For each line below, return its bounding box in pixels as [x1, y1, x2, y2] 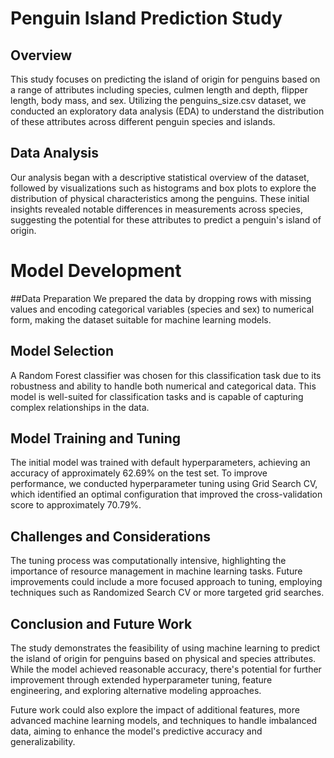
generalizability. [10, 736, 76, 747]
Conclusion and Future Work [10, 615, 193, 632]
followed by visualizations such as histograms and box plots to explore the [10, 182, 317, 194]
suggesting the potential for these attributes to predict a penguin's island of [10, 213, 322, 226]
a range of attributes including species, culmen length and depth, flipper [10, 84, 308, 96]
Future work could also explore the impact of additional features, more [10, 704, 300, 716]
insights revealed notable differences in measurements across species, [10, 203, 304, 215]
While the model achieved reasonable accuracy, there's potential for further [10, 663, 322, 675]
